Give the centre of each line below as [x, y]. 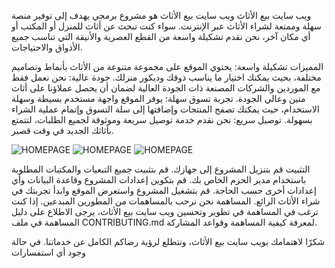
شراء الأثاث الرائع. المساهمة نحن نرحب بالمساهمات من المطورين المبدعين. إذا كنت [166, 201]
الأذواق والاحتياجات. [47, 47]
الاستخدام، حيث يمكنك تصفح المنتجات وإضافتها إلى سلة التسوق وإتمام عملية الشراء [165, 109]
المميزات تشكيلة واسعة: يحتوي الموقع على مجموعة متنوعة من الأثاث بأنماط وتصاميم [167, 66]
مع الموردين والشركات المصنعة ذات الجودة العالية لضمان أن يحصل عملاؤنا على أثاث [166, 88]
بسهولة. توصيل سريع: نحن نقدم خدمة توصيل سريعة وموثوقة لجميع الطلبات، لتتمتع [162, 119]
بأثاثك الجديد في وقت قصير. [62, 130]
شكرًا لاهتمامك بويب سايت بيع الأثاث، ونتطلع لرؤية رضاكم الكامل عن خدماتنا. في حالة [168, 241]
